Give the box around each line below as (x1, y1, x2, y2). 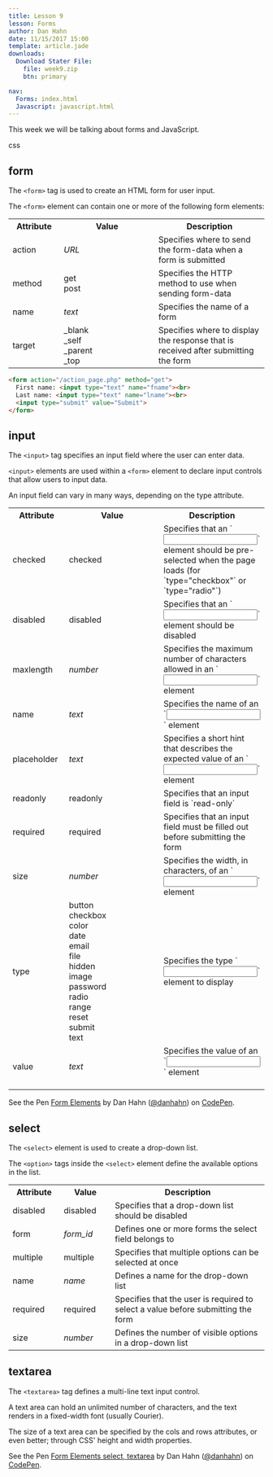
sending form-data (158, 288, 232, 300)
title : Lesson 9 (8, 11, 63, 20)
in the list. (8, 1168, 41, 1177)
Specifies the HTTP (158, 268, 233, 279)
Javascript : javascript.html (15, 103, 115, 111)
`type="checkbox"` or (163, 575, 246, 586)
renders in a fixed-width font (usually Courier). (8, 1410, 164, 1421)
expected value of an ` (163, 753, 249, 765)
